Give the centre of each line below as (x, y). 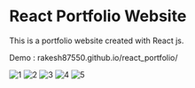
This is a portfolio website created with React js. (97, 40)
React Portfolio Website (98, 16)
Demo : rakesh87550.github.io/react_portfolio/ (94, 57)
